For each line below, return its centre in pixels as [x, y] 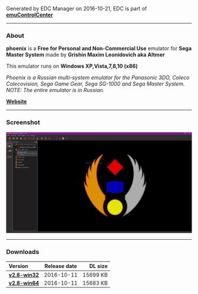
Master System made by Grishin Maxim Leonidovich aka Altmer [85, 55]
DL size [98, 266]
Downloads [23, 251]
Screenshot [23, 122]
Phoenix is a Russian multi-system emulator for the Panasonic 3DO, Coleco [98, 78]
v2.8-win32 [24, 275]
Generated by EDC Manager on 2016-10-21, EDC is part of [77, 9]
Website [16, 102]
